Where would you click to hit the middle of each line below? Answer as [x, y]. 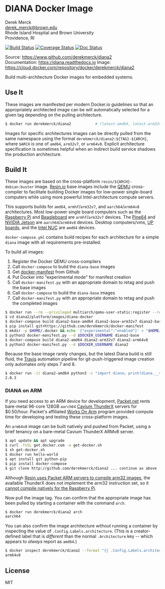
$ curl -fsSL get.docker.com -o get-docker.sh [54, 445]
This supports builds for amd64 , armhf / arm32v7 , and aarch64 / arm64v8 [72, 207]
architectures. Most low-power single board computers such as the [73, 212]
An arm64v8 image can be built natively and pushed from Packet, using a [78, 426]
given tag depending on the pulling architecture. [54, 115]
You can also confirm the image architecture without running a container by [82, 526]
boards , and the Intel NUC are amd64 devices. [50, 228]
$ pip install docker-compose [36, 463]
